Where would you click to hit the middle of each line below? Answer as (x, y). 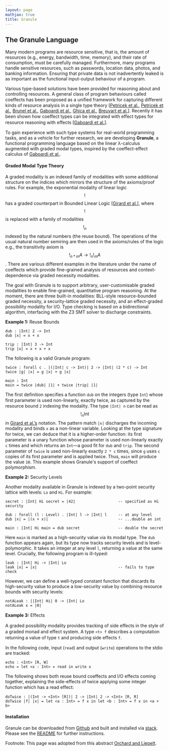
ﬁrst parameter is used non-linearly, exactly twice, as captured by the (77, 400)
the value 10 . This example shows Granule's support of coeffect (71, 462)
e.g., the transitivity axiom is (35, 247)
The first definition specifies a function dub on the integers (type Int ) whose (84, 394)
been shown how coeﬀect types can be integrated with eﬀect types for (79, 116)
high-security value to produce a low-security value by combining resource (84, 586)
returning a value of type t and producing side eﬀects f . (64, 637)
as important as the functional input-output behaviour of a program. (76, 79)
